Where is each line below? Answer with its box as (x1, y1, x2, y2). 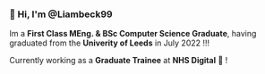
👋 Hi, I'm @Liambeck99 (9, 8, 114, 21)
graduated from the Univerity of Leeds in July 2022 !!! (9, 37, 210, 48)
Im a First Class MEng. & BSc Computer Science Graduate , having (9, 29, 257, 39)
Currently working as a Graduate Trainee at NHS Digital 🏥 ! (9, 55, 228, 66)
